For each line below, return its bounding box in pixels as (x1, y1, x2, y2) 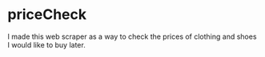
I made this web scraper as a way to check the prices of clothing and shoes (7, 32, 257, 41)
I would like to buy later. (7, 40, 86, 49)
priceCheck (7, 6, 87, 24)
